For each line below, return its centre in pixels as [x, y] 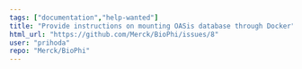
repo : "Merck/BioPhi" [50, 51]
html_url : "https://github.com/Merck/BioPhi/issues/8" [114, 34]
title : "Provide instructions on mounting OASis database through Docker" [152, 26]
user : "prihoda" [40, 43]
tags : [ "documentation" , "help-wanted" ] [84, 17]
